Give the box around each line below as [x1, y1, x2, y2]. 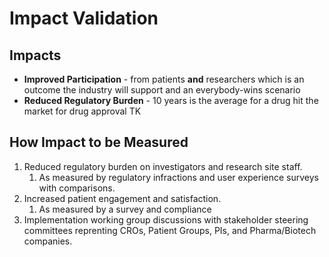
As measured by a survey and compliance [38, 203, 212, 215]
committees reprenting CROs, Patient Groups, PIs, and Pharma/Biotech [23, 224, 317, 236]
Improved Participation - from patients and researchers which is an [23, 73, 305, 85]
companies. [23, 235, 73, 247]
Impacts [9, 47, 62, 64]
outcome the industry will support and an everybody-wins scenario [23, 84, 301, 96]
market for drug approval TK [23, 105, 142, 117]
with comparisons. [38, 182, 116, 194]
